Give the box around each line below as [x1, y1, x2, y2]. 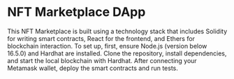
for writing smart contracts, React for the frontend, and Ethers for [7, 34, 196, 42]
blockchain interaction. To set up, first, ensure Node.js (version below [7, 42, 207, 50]
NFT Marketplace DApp [7, 4, 146, 20]
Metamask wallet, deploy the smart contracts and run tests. [7, 64, 178, 72]
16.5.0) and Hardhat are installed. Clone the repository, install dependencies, [7, 49, 227, 58]
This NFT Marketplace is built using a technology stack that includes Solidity [7, 27, 228, 35]
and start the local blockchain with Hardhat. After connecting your [7, 56, 197, 64]
